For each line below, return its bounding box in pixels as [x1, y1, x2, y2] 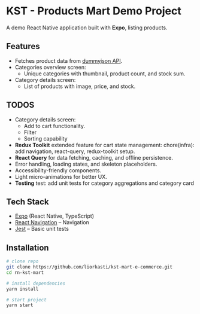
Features [6, 41, 40, 51]
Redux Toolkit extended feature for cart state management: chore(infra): [14, 141, 195, 148]
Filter [23, 129, 37, 136]
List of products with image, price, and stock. [23, 83, 136, 90]
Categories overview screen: [14, 63, 86, 71]
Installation [6, 242, 49, 252]
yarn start [6, 302, 34, 309]
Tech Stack [6, 196, 49, 207]
